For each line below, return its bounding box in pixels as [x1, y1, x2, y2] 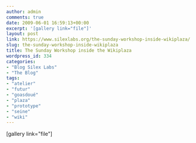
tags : [6, 75, 20, 81]
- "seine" [6, 108, 31, 114]
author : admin [6, 8, 42, 15]
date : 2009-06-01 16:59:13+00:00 [6, 20, 89, 26]
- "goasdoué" [6, 92, 39, 98]
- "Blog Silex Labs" [6, 64, 58, 70]
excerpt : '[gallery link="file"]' [6, 25, 92, 32]
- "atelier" [6, 81, 36, 87]
